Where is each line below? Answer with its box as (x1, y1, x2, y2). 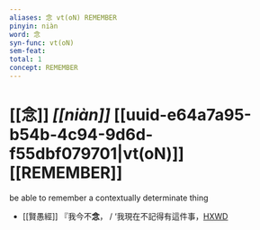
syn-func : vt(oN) (9, 38, 75, 48)
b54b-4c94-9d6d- (9, 125, 154, 145)
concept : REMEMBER (9, 64, 78, 73)
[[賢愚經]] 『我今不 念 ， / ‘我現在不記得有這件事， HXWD (22, 210, 229, 221)
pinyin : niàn (9, 22, 58, 31)
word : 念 (9, 30, 40, 39)
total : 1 (9, 55, 42, 64)
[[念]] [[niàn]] (9, 105, 111, 126)
